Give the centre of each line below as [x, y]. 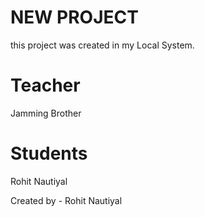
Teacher [45, 85]
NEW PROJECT [74, 17]
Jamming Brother [46, 113]
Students [49, 153]
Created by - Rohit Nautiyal [66, 200]
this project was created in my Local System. [102, 45]
